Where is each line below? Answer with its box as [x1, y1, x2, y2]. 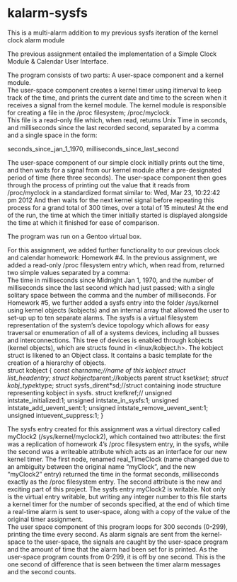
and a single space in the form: [7, 131, 98, 139]
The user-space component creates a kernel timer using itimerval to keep [7, 86, 221, 94]
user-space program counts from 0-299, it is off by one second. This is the [7, 552, 226, 561]
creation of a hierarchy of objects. [7, 359, 106, 367]
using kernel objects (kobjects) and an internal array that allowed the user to [7, 305, 230, 314]
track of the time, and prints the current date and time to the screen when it [7, 93, 227, 102]
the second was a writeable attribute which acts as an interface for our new [7, 447, 228, 455]
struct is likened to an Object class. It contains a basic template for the [7, 351, 212, 359]
